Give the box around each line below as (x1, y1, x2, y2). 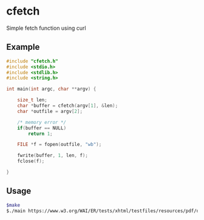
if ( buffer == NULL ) (17, 125, 67, 131)
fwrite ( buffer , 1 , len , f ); (17, 153, 88, 159)
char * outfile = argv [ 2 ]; (17, 108, 83, 114)
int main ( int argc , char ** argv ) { (6, 86, 97, 92)
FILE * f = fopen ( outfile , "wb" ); (17, 142, 102, 148)
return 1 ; (28, 131, 53, 137)
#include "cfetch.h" (6, 58, 59, 64)
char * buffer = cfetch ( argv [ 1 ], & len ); (17, 103, 118, 109)
